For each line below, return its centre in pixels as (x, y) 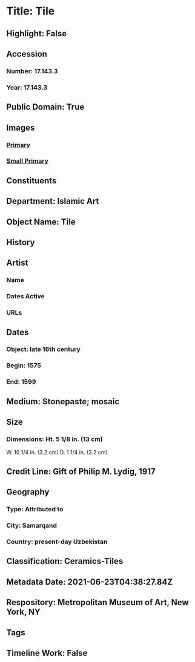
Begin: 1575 (24, 365)
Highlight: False (37, 34)
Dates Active (26, 297)
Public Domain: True (45, 107)
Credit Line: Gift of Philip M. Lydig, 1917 (81, 471)
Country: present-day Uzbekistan (57, 542)
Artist (17, 263)
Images (21, 127)
